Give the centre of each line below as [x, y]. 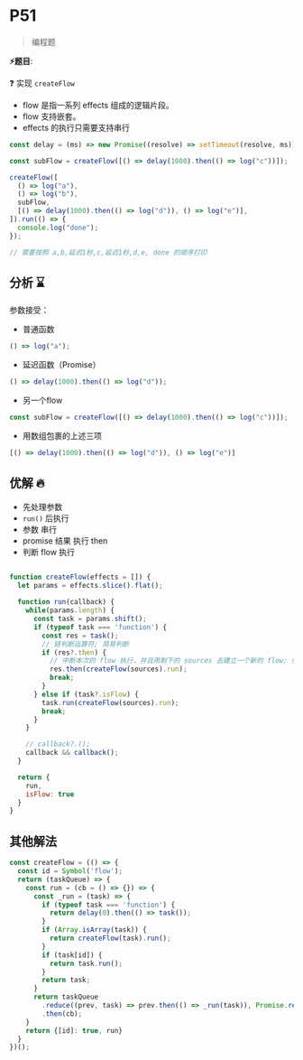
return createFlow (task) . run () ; [110, 938]
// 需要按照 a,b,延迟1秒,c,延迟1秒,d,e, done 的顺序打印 [108, 252]
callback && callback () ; [72, 753]
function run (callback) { [66, 602]
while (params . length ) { [70, 610]
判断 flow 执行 [48, 552]
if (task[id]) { [72, 955]
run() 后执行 [46, 518]
